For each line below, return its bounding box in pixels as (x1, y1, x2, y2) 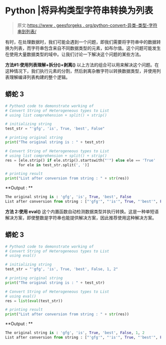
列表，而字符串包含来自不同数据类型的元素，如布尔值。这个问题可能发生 (13, 45, 161, 51)
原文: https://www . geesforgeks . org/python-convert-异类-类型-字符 (17, 22, 158, 28)
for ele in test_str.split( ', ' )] (18, 162, 90, 168)
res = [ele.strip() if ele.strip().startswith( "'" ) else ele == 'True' (5, 158, 156, 163)
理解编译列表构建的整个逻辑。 (9, 74, 70, 80)
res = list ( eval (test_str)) (5, 298, 63, 303)
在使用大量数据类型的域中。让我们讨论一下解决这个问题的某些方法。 (5, 51, 144, 57)
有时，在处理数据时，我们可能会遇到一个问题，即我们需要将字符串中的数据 (5, 39, 157, 45)
